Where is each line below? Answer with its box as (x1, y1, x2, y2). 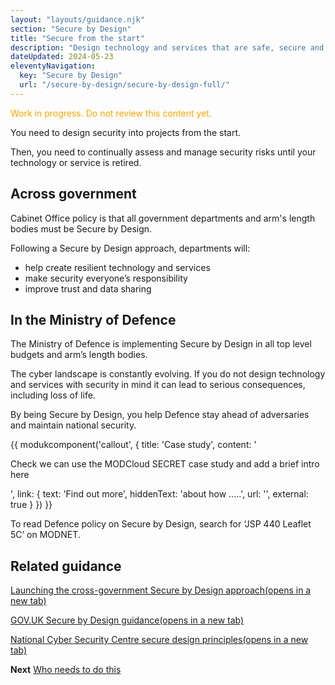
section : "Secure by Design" (10, 24, 132, 34)
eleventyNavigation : (10, 61, 97, 71)
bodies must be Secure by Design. (10, 222, 153, 235)
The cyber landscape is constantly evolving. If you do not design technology (10, 368, 326, 380)
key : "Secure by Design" (19, 71, 123, 81)
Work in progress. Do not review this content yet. (10, 107, 212, 119)
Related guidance (10, 557, 122, 575)
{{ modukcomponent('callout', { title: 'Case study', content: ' (10, 439, 257, 451)
